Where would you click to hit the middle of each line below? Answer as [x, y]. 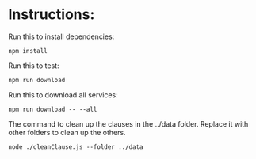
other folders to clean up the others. [67, 132]
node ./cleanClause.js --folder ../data [76, 147]
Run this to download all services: [63, 95]
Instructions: [52, 15]
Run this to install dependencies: [61, 36]
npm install [28, 51]
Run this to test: [34, 66]
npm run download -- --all [53, 109]
